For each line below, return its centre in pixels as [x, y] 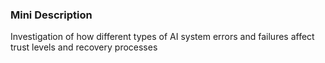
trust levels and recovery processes [84, 47]
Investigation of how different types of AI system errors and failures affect [162, 37]
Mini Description [51, 15]
